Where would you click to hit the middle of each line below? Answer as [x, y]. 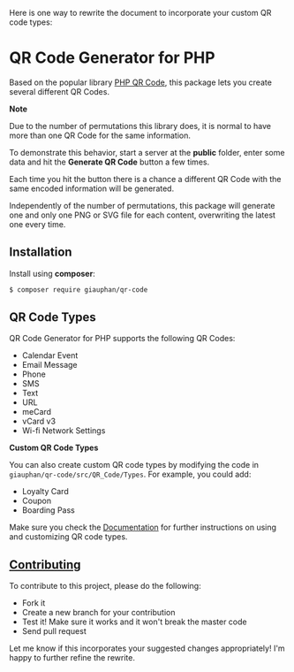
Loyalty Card [45, 492]
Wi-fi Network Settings [64, 431]
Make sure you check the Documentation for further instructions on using [143, 527]
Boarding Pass [48, 510]
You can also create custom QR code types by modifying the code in [134, 465]
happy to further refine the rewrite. [72, 658]
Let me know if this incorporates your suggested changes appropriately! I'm [147, 648]
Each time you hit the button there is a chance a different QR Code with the [145, 179]
